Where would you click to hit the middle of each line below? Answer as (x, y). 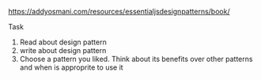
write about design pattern (63, 50)
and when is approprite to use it (72, 67)
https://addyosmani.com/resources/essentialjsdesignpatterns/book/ (119, 11)
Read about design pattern (63, 42)
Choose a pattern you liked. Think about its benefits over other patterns (136, 59)
